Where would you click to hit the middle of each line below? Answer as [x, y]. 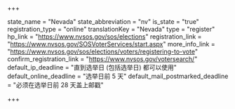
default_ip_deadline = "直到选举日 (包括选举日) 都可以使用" [92, 67]
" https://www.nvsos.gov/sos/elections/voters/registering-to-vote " [103, 51]
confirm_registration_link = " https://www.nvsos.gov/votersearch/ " [102, 59]
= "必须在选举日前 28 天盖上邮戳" [55, 85]
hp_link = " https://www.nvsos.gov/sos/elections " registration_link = [105, 37]
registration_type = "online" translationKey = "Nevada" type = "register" [111, 29]
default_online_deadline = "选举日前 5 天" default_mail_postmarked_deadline [118, 76]
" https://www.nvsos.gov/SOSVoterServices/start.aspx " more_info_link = [111, 44]
